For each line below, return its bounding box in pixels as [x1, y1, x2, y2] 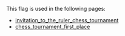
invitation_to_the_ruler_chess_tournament [15, 17, 119, 23]
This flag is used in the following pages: [6, 5, 106, 12]
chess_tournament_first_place [15, 23, 90, 30]
